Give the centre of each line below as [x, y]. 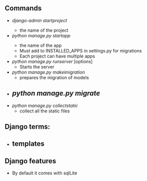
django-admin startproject [40, 20]
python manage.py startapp [41, 35]
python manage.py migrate [56, 94]
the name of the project [44, 30]
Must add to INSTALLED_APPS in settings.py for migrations [81, 50]
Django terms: [27, 127]
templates [28, 144]
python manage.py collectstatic [45, 105]
